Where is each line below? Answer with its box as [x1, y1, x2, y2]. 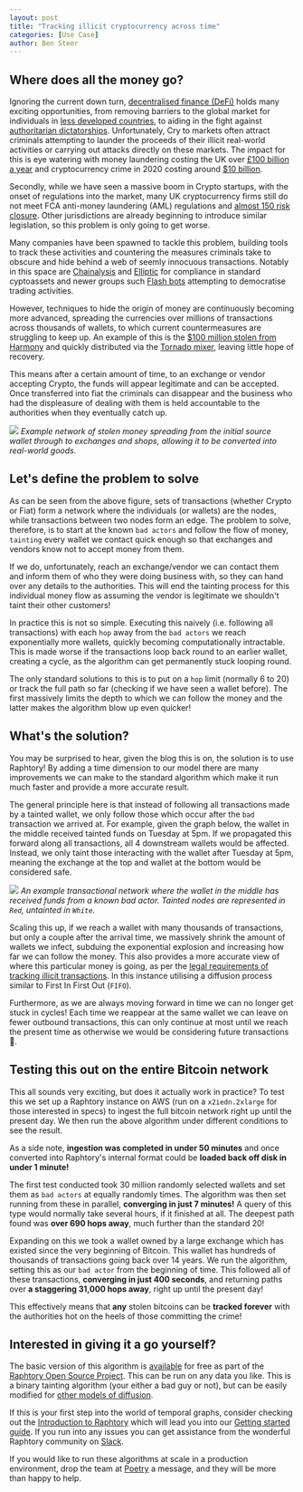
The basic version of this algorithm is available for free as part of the [9, 1361, 265, 1371]
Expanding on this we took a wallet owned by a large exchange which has [9, 1235, 285, 1246]
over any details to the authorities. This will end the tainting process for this [9, 580, 289, 591]
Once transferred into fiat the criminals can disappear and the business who [9, 388, 293, 399]
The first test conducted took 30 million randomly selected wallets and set [9, 1179, 286, 1190]
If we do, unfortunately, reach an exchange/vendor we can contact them [9, 561, 279, 572]
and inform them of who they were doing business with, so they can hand [9, 570, 284, 581]
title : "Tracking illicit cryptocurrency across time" [9, 22, 221, 31]
